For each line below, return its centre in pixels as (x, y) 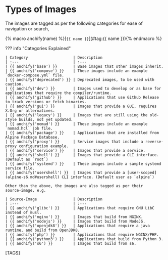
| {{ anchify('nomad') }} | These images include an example (76, 124)
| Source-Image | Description (54, 199)
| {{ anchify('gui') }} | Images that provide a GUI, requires (81, 106)
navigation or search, (27, 28)
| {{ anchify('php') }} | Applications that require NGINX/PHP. (82, 234)
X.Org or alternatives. (30, 111)
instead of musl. (23, 212)
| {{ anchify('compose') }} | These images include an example (76, 71)
